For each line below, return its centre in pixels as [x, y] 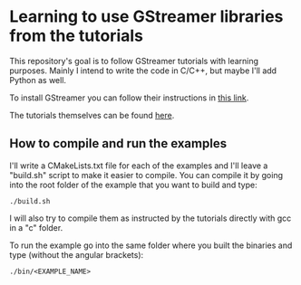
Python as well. [38, 80]
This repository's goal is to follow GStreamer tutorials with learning [134, 61]
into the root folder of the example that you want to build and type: [133, 185]
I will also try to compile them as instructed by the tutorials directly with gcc [150, 218]
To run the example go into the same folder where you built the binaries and [151, 245]
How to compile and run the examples [118, 143]
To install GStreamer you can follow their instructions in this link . [129, 98]
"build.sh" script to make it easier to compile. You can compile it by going [146, 175]
